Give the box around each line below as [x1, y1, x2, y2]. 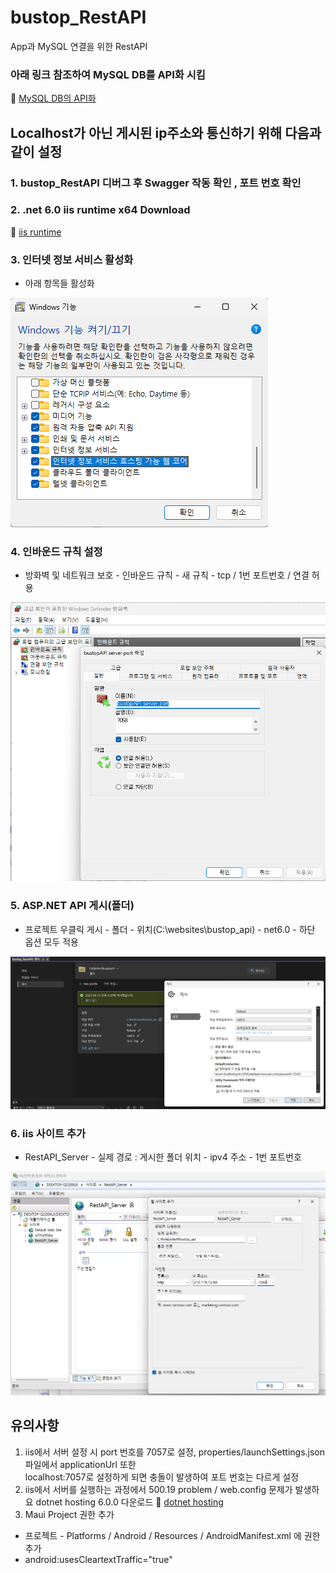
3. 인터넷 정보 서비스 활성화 [10, 252, 134, 266]
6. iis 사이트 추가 [10, 1126, 87, 1140]
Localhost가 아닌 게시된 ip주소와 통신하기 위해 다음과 [10, 124, 322, 141]
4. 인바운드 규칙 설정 [10, 545, 103, 559]
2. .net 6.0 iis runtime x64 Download [10, 203, 191, 217]
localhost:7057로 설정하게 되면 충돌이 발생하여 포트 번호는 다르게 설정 [24, 1471, 300, 1483]
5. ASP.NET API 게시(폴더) [10, 899, 135, 913]
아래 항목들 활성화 [24, 277, 95, 290]
